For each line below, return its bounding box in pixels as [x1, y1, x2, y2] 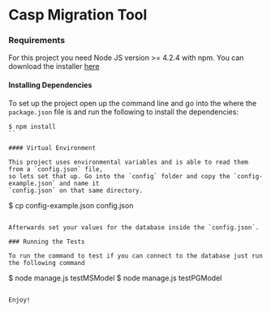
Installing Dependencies [8, 80, 92, 90]
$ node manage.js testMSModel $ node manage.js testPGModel [8, 273, 222, 283]
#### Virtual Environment [8, 143, 96, 152]
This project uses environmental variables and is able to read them [8, 158, 249, 166]
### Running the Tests [8, 237, 85, 246]
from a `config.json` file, [8, 165, 104, 173]
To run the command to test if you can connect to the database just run [8, 251, 264, 260]
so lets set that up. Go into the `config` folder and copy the [8, 172, 230, 180]
